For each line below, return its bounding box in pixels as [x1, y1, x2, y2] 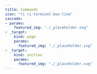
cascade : [5, 16, 23, 21]
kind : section [14, 52, 42, 57]
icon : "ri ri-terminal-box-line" [5, 12, 73, 17]
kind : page [14, 35, 36, 39]
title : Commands [5, 7, 38, 12]
